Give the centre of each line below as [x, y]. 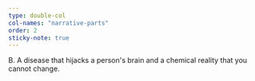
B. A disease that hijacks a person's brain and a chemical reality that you [128, 60]
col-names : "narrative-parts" [59, 23]
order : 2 [23, 30]
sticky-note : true [39, 38]
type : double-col [37, 15]
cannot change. [34, 69]
